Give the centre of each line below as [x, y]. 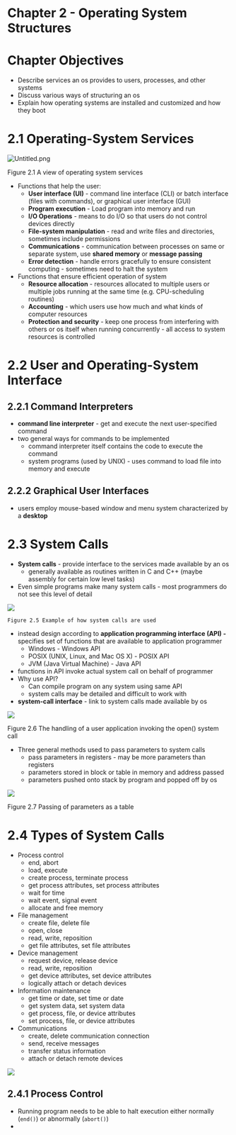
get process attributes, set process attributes [94, 885]
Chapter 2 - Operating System [97, 13]
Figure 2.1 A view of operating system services [75, 172]
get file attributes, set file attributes [79, 945]
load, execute [48, 870]
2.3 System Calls [58, 544]
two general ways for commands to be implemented [93, 439]
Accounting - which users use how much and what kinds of [116, 307]
